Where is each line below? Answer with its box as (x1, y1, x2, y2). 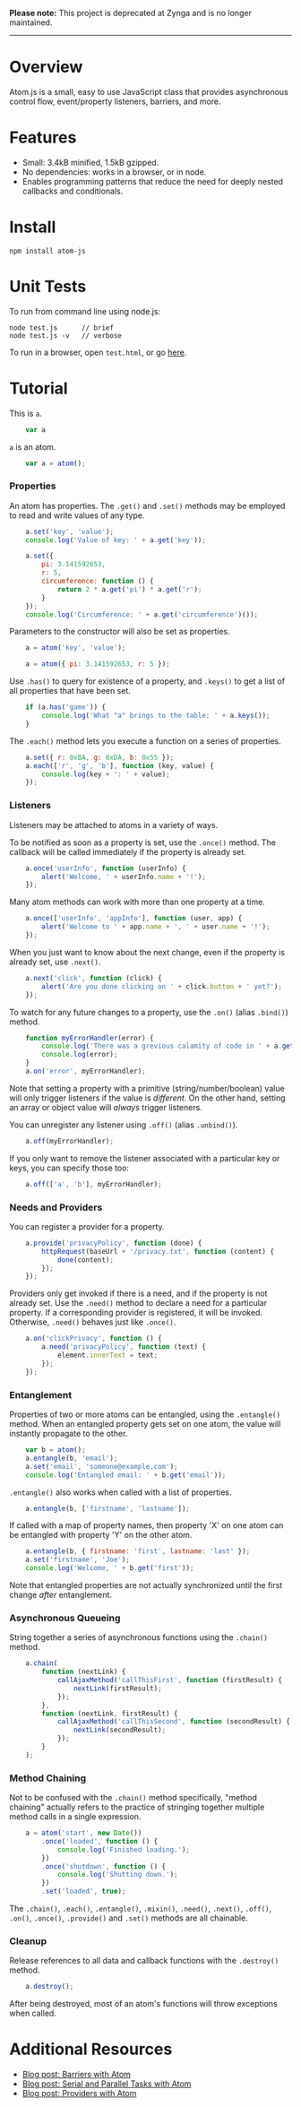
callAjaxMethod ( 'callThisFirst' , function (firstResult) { (56, 1676, 282, 1685)
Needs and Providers (9, 1201, 103, 1213)
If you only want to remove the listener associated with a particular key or (9, 1153, 280, 1163)
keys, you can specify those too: (9, 1162, 130, 1173)
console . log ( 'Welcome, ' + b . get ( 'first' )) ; (25, 1564, 194, 1573)
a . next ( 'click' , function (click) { (25, 973, 163, 982)
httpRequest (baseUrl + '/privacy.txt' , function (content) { (41, 1247, 275, 1256)
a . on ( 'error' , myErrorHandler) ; (25, 1066, 146, 1076)
